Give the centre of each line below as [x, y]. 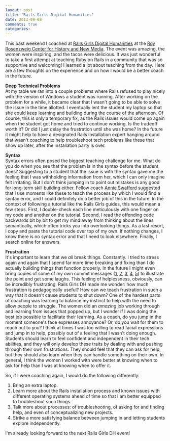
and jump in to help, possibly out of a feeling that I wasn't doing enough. [81, 333]
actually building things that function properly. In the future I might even [80, 268]
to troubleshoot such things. [42, 402]
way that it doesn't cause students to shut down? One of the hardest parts [83, 295]
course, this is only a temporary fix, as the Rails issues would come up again [85, 118]
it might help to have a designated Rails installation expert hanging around [82, 135]
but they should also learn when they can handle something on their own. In [84, 355]
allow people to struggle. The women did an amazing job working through [82, 306]
